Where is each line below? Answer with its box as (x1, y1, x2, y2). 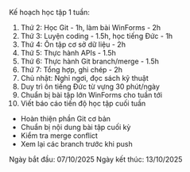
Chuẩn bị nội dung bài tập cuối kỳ (20, 123, 131, 132)
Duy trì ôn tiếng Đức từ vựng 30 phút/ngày (20, 82, 160, 91)
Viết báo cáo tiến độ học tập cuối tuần (20, 99, 146, 108)
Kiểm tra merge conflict (20, 131, 99, 140)
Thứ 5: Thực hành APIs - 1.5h (20, 48, 116, 57)
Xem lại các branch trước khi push (20, 140, 134, 148)
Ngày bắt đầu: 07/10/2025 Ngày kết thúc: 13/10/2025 (9, 155, 183, 164)
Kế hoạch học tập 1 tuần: (9, 8, 91, 17)
